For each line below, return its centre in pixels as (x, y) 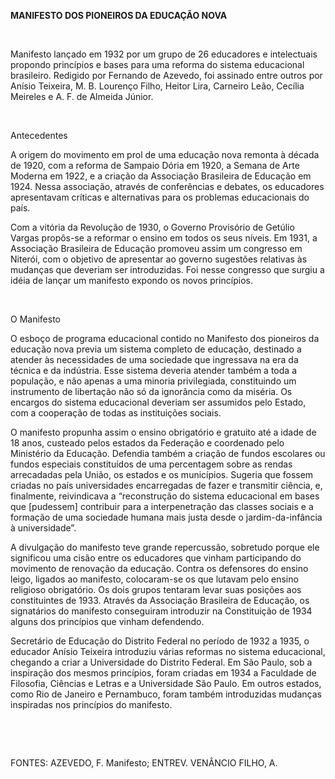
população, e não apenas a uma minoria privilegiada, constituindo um (153, 381)
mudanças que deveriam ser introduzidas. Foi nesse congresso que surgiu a (167, 269)
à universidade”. (43, 528)
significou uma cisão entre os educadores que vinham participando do (156, 558)
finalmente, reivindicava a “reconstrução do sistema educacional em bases (165, 496)
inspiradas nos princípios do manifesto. (91, 704)
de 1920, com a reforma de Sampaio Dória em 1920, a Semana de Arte (155, 165)
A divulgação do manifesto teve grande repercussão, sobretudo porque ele (165, 547)
